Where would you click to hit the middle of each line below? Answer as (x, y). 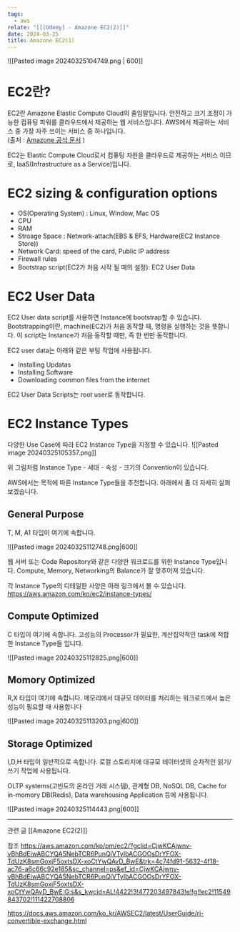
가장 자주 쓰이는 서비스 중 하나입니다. (74, 131)
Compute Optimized (53, 616)
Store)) (28, 243)
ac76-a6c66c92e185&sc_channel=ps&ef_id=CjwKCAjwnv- (94, 869)
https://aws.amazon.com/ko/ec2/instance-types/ (80, 593)
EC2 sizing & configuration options (112, 193)
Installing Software (45, 372)
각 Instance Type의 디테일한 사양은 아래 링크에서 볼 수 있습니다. (97, 585)
